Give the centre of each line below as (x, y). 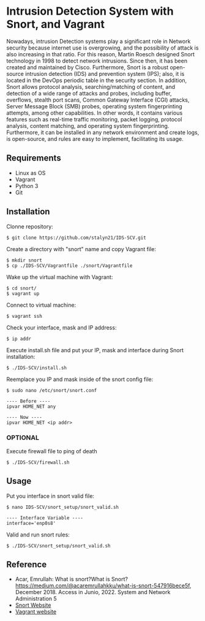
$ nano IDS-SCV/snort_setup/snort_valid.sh (63, 507)
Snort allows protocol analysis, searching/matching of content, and (91, 86)
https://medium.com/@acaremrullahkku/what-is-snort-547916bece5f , (103, 585)
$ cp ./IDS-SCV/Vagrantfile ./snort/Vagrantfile (69, 265)
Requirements (34, 158)
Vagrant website (36, 612)
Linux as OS (30, 173)
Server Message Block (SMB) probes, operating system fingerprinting (94, 106)
